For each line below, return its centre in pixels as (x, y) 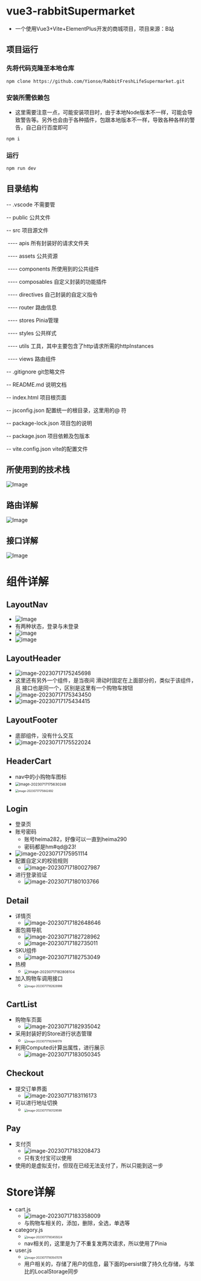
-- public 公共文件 (28, 217)
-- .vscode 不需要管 (31, 205)
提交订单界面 (31, 1089)
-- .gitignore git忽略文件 (36, 372)
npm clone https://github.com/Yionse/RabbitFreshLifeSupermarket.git (96, 81)
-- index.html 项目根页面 (37, 397)
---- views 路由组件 (32, 359)
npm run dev (21, 168)
